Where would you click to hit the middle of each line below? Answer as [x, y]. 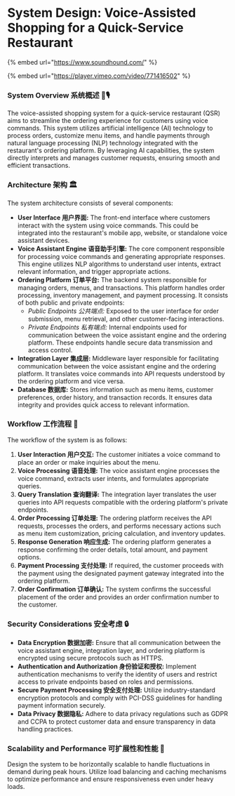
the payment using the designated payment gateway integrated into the [121, 573]
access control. [50, 350]
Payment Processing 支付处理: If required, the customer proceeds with [120, 565]
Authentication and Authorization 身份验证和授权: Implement [107, 666]
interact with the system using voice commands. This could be [108, 225]
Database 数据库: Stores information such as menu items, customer [115, 389]
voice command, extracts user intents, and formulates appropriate [113, 478]
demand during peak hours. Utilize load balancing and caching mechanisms [117, 772]
